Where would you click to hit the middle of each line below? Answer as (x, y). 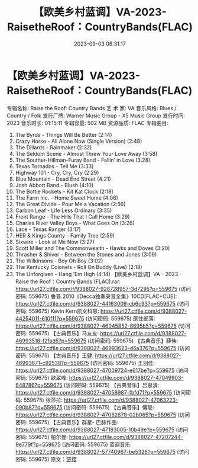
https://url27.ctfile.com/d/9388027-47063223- (121, 400)
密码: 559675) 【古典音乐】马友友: (57, 333)
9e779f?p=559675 (38, 444)
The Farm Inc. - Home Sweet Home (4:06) (67, 198)
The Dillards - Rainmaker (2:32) (53, 147)
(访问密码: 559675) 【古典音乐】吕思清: (111, 385)
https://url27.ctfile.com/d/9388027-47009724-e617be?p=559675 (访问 (102, 370)
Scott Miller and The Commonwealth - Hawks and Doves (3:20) (92, 248)
